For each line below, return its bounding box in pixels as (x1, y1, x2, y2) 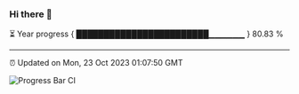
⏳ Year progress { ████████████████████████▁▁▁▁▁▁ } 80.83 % (9, 28, 284, 39)
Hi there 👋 (9, 8, 53, 20)
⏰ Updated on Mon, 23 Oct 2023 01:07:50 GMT (9, 58, 183, 68)
